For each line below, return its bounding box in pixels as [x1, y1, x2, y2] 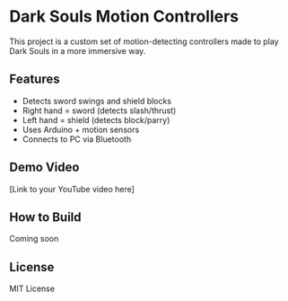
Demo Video [9, 160, 80, 175]
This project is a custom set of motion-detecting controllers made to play [9, 36, 280, 47]
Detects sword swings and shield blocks [22, 95, 172, 106]
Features [9, 72, 60, 87]
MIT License [9, 283, 56, 294]
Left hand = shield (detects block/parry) [22, 114, 170, 125]
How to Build [9, 209, 83, 225]
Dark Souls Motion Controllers [9, 6, 240, 27]
